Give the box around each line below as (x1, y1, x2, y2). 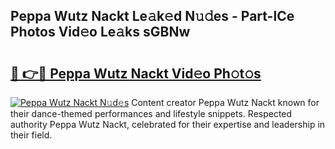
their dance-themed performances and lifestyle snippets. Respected (10, 108, 293, 119)
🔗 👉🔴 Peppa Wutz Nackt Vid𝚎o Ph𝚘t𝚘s (10, 65, 262, 82)
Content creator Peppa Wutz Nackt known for (131, 97, 320, 108)
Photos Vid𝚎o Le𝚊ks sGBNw (10, 24, 191, 41)
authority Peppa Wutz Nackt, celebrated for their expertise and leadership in (10, 119, 326, 130)
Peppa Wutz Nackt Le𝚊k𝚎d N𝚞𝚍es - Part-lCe (10, 8, 295, 25)
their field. (10, 129, 53, 141)
